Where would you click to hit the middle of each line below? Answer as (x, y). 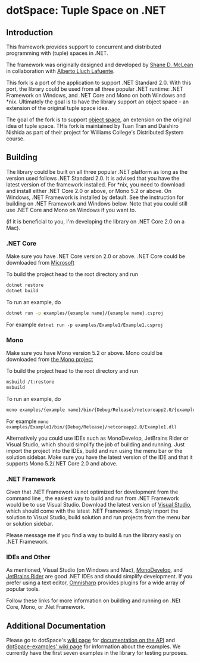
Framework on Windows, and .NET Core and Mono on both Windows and (96, 95)
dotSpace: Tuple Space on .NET (86, 10)
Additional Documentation (56, 626)
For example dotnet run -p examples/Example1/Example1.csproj (85, 324)
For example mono (27, 421)
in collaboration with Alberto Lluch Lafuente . (60, 71)
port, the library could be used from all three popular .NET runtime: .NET (95, 89)
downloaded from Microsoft (40, 263)
